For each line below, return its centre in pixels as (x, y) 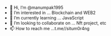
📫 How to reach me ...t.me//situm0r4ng (49, 28)
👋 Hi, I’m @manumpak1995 (37, 8)
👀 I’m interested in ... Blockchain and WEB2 (53, 13)
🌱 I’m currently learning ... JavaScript (47, 18)
